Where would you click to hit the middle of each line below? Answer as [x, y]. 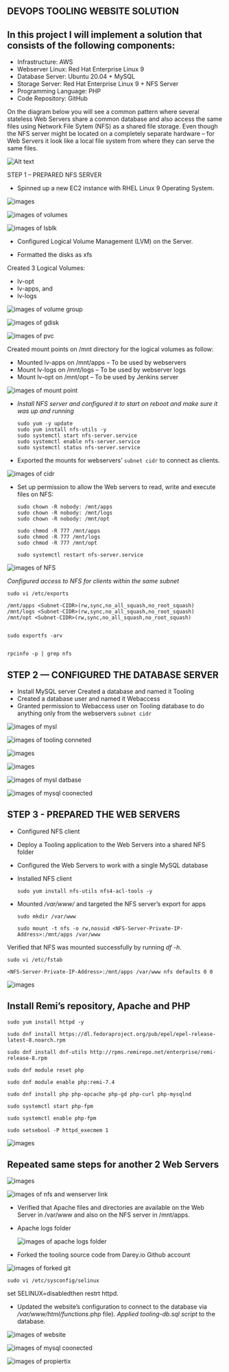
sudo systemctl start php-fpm [50, 1106]
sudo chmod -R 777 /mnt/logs [59, 537]
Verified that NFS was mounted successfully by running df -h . [94, 947]
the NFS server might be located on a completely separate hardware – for [111, 134]
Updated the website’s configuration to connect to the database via [112, 1307]
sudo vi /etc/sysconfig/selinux [53, 1281]
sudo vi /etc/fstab [35, 960]
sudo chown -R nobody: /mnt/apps [65, 507]
